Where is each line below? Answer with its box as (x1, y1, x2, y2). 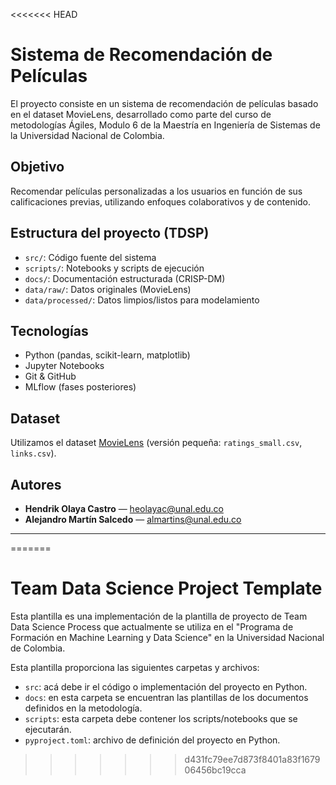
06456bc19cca (184, 764, 247, 776)
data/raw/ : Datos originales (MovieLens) (24, 283, 192, 295)
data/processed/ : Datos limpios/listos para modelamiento (24, 294, 260, 306)
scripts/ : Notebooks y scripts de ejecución (24, 262, 205, 274)
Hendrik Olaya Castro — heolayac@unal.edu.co (24, 503, 224, 514)
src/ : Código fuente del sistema (24, 251, 157, 263)
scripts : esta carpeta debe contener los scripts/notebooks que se (24, 712, 298, 724)
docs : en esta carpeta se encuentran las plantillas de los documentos (24, 691, 309, 703)
